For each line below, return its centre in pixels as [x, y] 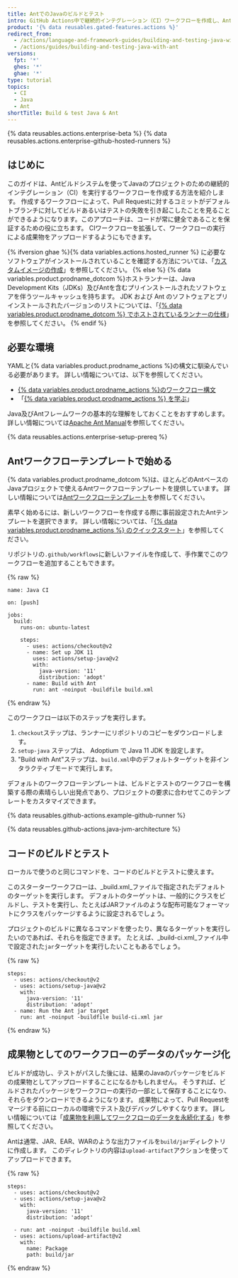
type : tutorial [30, 80]
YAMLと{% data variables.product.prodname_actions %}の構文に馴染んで [115, 366]
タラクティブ [36, 768]
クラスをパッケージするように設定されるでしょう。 [94, 913]
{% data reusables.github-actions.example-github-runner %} [97, 815]
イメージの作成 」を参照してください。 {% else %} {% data [105, 269]
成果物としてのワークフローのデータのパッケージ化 [119, 1054]
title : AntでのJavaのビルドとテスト [56, 14]
